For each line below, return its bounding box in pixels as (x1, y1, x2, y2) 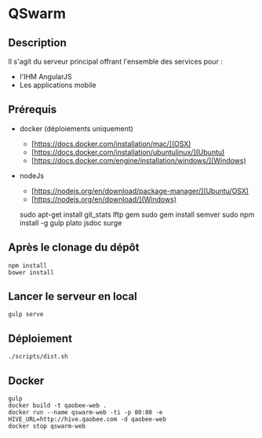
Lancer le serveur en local (8, 290, 137, 303)
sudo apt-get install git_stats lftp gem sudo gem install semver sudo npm (19, 210, 255, 219)
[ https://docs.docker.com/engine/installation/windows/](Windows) (31, 155, 247, 165)
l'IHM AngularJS (19, 72, 72, 81)
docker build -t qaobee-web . (8, 402, 107, 410)
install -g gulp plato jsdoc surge (19, 217, 122, 228)
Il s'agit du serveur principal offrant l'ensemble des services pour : (8, 57, 224, 66)
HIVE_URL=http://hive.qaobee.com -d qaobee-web (8, 415, 167, 424)
